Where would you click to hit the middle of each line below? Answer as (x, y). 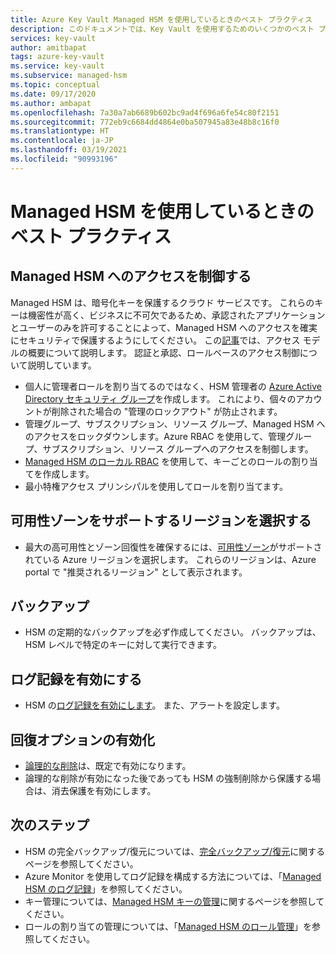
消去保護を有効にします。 (104, 790)
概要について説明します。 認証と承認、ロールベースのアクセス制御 (163, 352)
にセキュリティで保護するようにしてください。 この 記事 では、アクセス (155, 340)
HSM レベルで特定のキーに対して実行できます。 (123, 645)
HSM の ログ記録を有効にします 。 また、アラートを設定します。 (154, 705)
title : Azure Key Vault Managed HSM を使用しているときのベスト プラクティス (161, 19)
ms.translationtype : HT (60, 131)
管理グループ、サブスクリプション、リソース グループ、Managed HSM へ (175, 423)
